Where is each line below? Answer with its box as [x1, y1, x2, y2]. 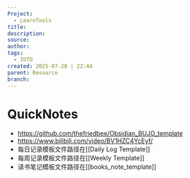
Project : [7, 10, 33, 18]
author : [7, 43, 30, 50]
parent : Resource [7, 69, 58, 76]
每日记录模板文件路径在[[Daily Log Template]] [17, 145, 151, 153]
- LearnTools [13, 17, 52, 24]
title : [7, 23, 27, 30]
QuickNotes [7, 106, 79, 122]
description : [7, 30, 46, 37]
